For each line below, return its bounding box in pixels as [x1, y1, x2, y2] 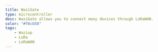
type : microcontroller [5, 12, 53, 17]
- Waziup [14, 30, 33, 35]
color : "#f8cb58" [5, 21, 42, 26]
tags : [5, 26, 17, 31]
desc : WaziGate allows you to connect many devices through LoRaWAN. [5, 16, 154, 21]
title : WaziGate [5, 7, 39, 12]
